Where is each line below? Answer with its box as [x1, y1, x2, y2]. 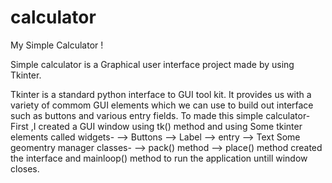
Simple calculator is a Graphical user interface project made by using [10, 58, 295, 70]
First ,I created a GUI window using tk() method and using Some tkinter [10, 120, 303, 132]
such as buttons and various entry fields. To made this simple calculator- [10, 109, 311, 121]
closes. [10, 162, 40, 175]
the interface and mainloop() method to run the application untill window [10, 152, 308, 164]
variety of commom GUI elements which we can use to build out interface [10, 99, 314, 111]
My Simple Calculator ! [10, 39, 104, 51]
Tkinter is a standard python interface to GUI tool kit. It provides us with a [10, 88, 312, 100]
